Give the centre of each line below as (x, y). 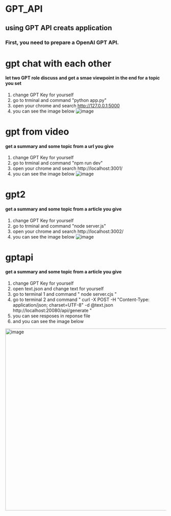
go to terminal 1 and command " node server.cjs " (65, 294)
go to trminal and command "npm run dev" (58, 163)
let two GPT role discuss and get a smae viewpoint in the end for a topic (82, 78)
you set (14, 83)
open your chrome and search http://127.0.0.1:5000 (66, 105)
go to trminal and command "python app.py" (59, 100)
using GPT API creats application (59, 28)
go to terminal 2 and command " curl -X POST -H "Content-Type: (81, 299)
